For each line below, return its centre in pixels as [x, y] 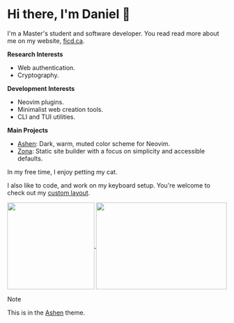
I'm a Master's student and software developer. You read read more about [113, 33]
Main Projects [28, 130]
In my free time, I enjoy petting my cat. [62, 172]
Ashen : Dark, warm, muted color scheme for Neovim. [94, 143]
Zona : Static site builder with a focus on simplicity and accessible [111, 151]
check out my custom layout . [49, 192]
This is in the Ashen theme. [46, 313]
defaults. [30, 158]
